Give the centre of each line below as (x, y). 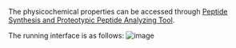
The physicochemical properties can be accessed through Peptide (118, 12)
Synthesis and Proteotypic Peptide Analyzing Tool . (92, 20)
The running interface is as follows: (66, 36)
